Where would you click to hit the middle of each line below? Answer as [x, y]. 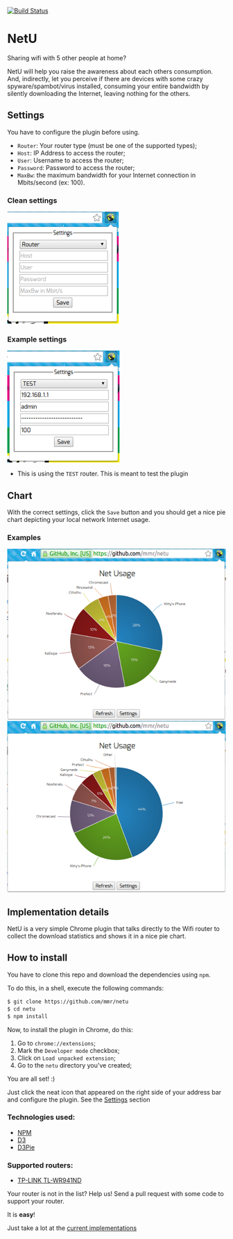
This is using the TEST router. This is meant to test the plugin [103, 474]
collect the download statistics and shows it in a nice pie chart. [97, 936]
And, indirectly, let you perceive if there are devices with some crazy [105, 78]
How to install [37, 958]
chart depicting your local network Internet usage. [79, 520]
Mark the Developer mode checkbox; [68, 1050]
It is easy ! [21, 1215]
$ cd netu [21, 1009]
